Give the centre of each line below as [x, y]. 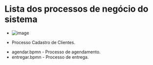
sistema [21, 19]
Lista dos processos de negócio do [76, 9]
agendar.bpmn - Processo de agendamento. [56, 52]
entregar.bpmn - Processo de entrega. [50, 57]
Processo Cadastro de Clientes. [43, 42]
